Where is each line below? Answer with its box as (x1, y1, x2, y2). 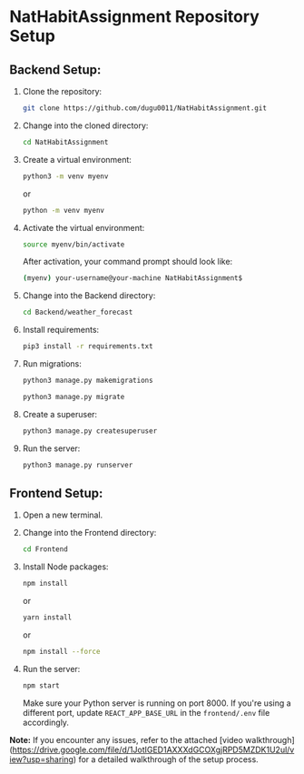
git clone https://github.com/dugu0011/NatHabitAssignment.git (22, 104, 268, 113)
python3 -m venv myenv (22, 171, 109, 181)
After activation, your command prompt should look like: (22, 256, 233, 267)
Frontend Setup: (9, 485, 103, 501)
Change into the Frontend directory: (22, 528, 157, 538)
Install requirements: (22, 325, 100, 336)
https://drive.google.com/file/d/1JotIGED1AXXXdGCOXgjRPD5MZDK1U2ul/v (12, 744, 295, 755)
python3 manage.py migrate (22, 392, 125, 401)
